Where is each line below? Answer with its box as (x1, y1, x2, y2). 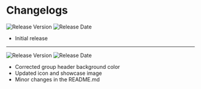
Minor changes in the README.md (14, 75, 100, 83)
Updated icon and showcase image (14, 69, 102, 77)
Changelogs (6, 4, 68, 17)
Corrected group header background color (14, 63, 120, 70)
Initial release (14, 34, 48, 42)
